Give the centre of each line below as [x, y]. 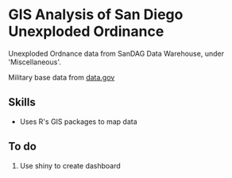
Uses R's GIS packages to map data [78, 122]
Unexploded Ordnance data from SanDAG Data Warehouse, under [116, 53]
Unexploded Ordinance [86, 31]
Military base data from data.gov [62, 77]
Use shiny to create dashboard [70, 165]
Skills [22, 102]
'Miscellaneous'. [35, 62]
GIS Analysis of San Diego [96, 15]
